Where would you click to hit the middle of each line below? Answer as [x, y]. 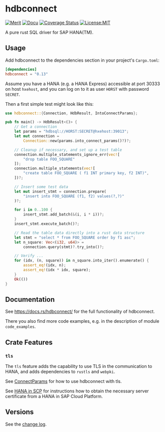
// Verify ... [29, 256]
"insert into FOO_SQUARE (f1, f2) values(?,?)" [74, 196]
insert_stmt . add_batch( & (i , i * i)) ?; [64, 214]
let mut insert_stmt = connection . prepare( [60, 191]
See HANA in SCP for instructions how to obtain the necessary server [77, 391]
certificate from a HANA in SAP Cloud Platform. [54, 396]
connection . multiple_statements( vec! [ [55, 168]
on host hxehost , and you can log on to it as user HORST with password [77, 89]
